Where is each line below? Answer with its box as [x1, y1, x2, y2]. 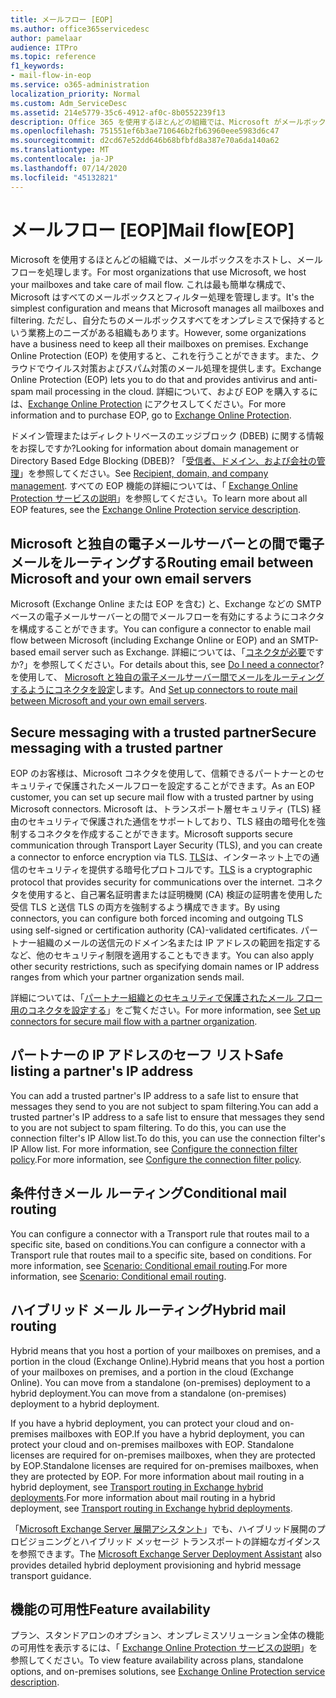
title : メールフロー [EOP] [10, 14, 114, 25]
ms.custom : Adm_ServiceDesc [10, 98, 128, 108]
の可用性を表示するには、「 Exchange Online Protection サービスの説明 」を [10, 1642, 318, 1654]
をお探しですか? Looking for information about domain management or [10, 442, 299, 455]
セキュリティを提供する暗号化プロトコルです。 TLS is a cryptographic [27, 864, 313, 876]
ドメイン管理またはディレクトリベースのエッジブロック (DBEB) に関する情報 [10, 430, 325, 442]
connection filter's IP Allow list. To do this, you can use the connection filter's [10, 1132, 326, 1144]
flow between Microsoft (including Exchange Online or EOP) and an [10, 634, 288, 646]
